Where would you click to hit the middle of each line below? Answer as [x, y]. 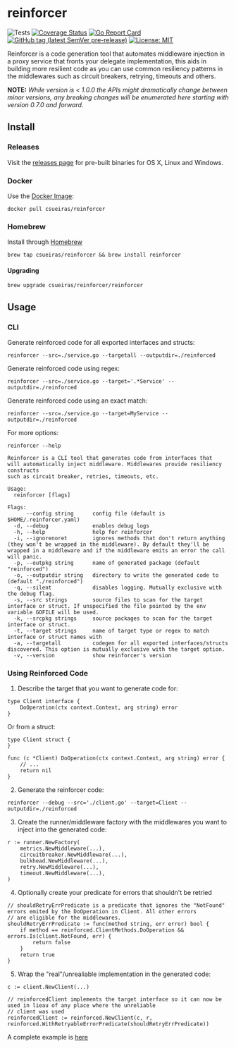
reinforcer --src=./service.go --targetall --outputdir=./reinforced [112, 355]
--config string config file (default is [95, 514]
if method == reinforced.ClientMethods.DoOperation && [102, 930]
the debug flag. [31, 594]
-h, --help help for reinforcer [83, 532]
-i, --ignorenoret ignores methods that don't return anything [119, 538]
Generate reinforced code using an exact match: [77, 401]
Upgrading [23, 270]
